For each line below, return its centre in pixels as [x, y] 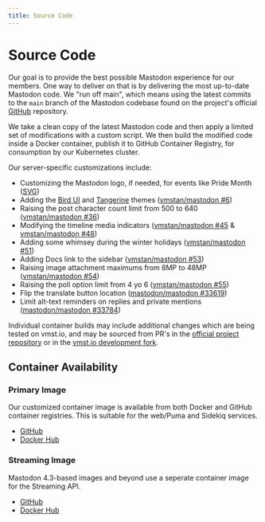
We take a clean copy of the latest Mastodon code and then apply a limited [131, 126]
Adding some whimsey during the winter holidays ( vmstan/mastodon [132, 242]
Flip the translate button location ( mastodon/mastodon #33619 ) [123, 292]
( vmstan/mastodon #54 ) [60, 276]
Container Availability [63, 367]
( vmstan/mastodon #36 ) [60, 217]
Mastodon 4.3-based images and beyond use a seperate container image [129, 477]
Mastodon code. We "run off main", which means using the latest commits [130, 94]
